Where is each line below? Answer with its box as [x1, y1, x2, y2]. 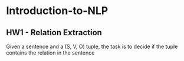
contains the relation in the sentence [6, 49, 95, 56]
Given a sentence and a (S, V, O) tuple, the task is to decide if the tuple [6, 43, 178, 50]
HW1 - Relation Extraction [6, 28, 102, 38]
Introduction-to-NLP [6, 4, 109, 18]
